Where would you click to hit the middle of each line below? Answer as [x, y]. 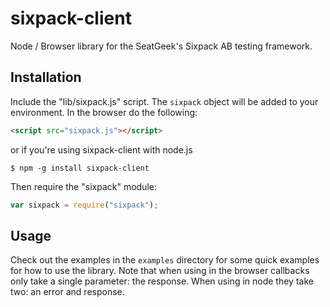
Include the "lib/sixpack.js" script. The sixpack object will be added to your [164, 101]
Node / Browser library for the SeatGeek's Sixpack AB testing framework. [161, 46]
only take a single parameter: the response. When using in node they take [162, 281]
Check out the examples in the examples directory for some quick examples [165, 260]
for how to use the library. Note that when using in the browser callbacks [160, 271]
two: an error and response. [67, 292]
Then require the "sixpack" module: [83, 186]
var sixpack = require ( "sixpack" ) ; [84, 205]
